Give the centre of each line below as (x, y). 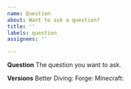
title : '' (21, 26)
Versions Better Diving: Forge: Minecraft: (65, 78)
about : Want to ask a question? (53, 20)
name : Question (29, 13)
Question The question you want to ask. (64, 65)
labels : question (32, 33)
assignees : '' (28, 39)
